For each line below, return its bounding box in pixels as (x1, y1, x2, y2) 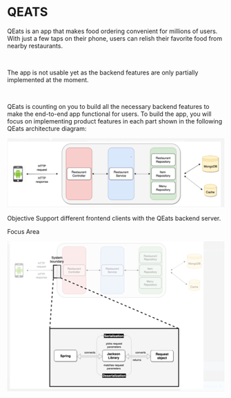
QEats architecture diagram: (7, 124, 87, 132)
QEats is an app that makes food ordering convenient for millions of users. (7, 27, 218, 35)
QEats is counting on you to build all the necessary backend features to (7, 102, 210, 110)
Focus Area (7, 227, 40, 235)
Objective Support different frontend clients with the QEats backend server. (7, 214, 221, 222)
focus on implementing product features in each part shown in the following (7, 117, 223, 125)
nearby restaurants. (7, 41, 63, 50)
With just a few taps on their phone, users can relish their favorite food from (7, 34, 223, 42)
